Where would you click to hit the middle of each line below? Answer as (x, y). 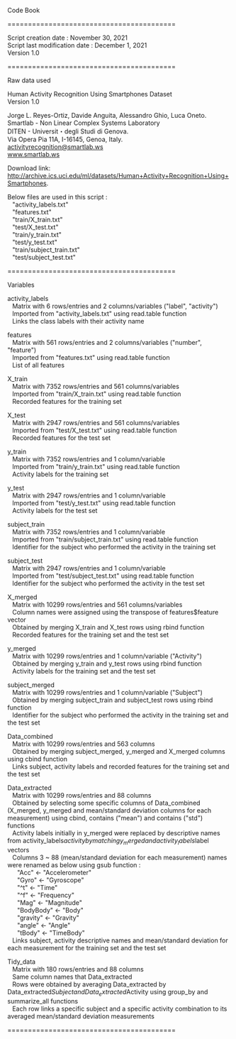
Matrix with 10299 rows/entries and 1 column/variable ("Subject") (107, 692)
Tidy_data (22, 962)
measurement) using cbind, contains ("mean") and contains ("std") (105, 818)
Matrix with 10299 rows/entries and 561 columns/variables (97, 605)
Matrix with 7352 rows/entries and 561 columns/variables (95, 386)
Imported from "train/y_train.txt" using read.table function (96, 467)
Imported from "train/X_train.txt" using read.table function (96, 394)
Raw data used (29, 80)
